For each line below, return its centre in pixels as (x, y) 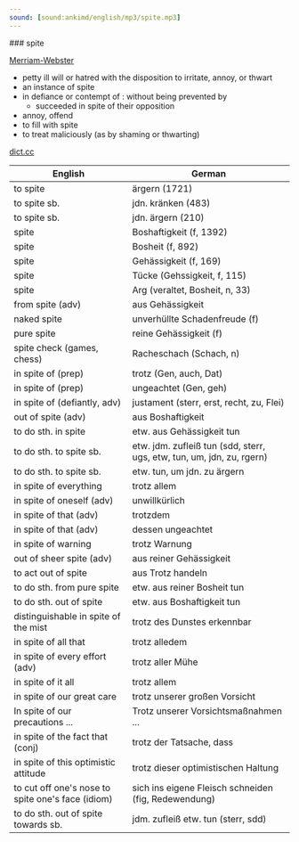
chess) (28, 359)
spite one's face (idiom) (63, 798)
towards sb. (38, 824)
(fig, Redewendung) (174, 798)
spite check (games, (57, 347)
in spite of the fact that (61, 736)
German (209, 173)
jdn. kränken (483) (171, 203)
